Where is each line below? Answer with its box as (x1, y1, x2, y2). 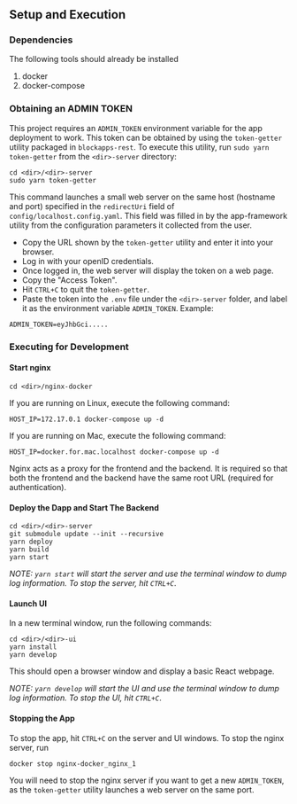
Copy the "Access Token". (21, 274, 118, 285)
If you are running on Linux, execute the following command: (9, 397, 230, 408)
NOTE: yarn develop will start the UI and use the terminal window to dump (9, 683, 280, 694)
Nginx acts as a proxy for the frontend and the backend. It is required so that (9, 463, 288, 473)
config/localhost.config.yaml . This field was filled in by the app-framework (9, 210, 288, 221)
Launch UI (9, 597, 47, 609)
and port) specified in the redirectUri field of (9, 200, 175, 211)
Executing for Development (9, 340, 130, 353)
